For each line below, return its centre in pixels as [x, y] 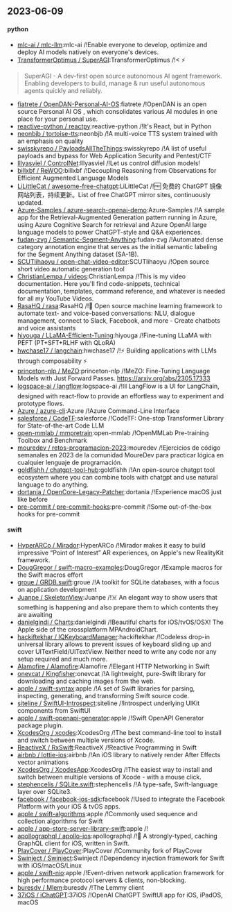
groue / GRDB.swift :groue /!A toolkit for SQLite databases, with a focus [118, 582]
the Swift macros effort [50, 575]
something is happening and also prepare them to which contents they [118, 607]
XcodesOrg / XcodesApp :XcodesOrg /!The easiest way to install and [115, 769]
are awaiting [35, 614]
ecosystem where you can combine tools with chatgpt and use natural [117, 477]
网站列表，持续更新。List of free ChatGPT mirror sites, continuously [114, 194]
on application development [57, 589]
